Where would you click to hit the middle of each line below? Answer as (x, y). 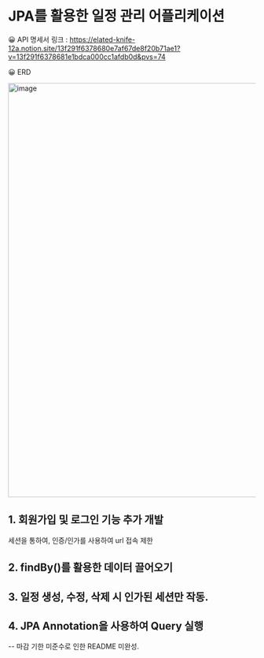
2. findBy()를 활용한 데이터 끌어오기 (90, 568)
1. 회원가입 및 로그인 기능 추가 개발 (86, 520)
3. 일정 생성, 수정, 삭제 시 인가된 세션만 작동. (108, 597)
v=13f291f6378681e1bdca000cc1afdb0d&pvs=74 (87, 57)
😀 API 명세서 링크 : (38, 39)
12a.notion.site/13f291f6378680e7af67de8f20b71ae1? (94, 48)
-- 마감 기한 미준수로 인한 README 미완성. (74, 646)
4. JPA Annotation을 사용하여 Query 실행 (106, 626)
